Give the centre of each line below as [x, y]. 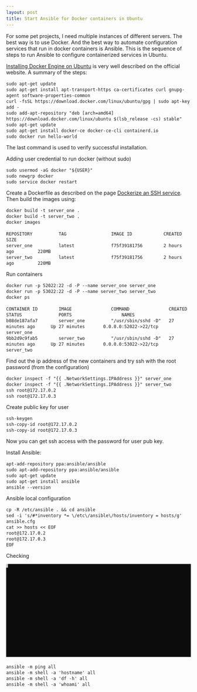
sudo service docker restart [42, 182]
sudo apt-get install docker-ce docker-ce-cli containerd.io [82, 131]
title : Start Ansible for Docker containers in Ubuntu [74, 18]
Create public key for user [38, 407]
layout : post [22, 12]
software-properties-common [56, 96]
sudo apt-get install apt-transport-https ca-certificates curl [86, 90]
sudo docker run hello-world [42, 137]
